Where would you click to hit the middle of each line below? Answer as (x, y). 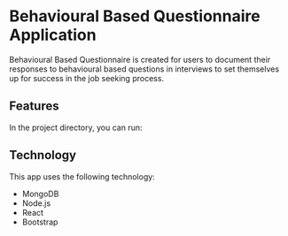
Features (34, 107)
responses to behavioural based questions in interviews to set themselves (144, 69)
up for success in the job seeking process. (87, 78)
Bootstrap (40, 222)
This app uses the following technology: (82, 176)
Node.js (36, 203)
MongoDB (40, 194)
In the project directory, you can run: (76, 127)
